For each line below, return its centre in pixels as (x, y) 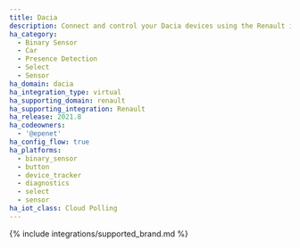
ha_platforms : (36, 150)
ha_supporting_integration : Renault (77, 109)
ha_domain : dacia (42, 84)
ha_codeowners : (37, 126)
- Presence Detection (58, 59)
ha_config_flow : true (50, 142)
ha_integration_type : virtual (66, 92)
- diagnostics (43, 184)
